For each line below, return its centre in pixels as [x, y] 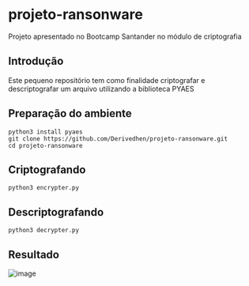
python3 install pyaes [45, 132]
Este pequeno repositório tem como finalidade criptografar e [107, 80]
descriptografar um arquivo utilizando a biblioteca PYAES [101, 88]
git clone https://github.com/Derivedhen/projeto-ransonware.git [118, 139]
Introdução [36, 61]
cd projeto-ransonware [45, 145]
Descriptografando [56, 212]
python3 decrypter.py [44, 231]
